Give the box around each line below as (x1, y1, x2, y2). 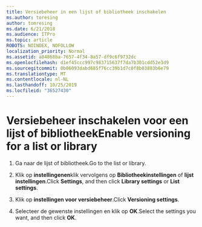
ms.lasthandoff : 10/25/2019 (6, 82, 77, 88)
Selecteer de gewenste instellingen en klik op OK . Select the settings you (15, 207, 197, 215)
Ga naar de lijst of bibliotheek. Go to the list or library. (15, 159, 146, 166)
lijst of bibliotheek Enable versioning (6, 127, 191, 140)
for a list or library (6, 140, 98, 153)
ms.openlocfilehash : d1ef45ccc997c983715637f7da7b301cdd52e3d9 (6, 59, 169, 65)
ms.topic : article (6, 37, 53, 43)
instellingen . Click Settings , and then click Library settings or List (15, 177, 180, 185)
